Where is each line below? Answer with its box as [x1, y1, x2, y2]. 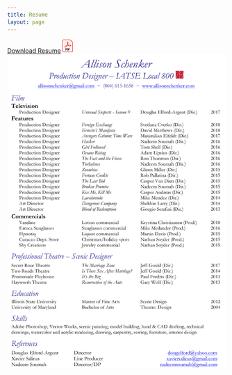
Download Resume [7, 46, 61, 55]
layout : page [7, 18, 45, 26]
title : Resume [7, 11, 49, 18]
